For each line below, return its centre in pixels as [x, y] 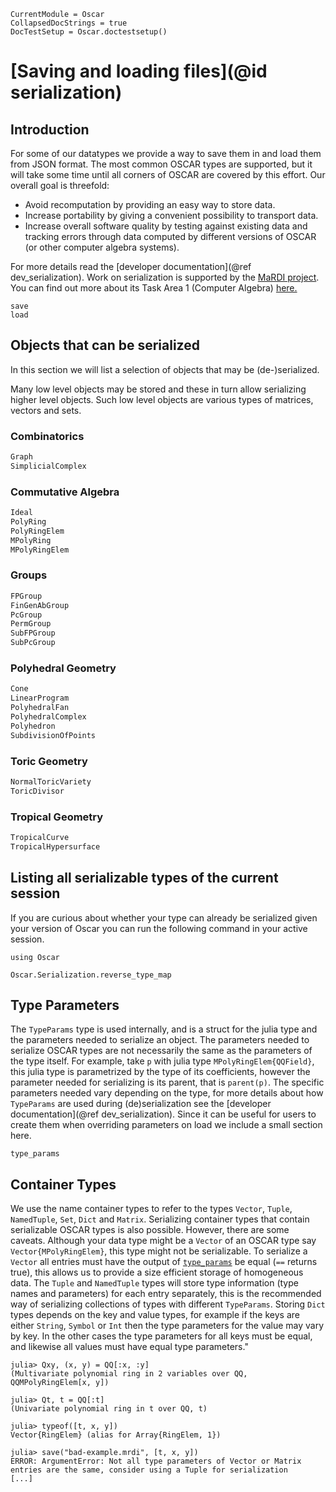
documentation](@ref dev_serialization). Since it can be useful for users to [163, 1114]
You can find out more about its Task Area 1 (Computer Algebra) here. [154, 288]
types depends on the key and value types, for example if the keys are [155, 1315]
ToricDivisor [37, 791]
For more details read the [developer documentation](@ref [131, 266]
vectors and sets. [46, 410]
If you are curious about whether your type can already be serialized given [164, 917]
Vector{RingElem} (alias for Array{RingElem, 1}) [116, 1435]
